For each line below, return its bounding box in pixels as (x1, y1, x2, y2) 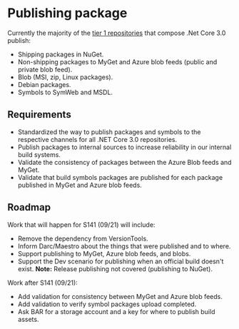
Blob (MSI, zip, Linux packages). (17, 73, 113, 81)
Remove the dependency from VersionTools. (17, 234, 148, 243)
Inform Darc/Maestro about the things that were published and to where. (17, 241, 231, 250)
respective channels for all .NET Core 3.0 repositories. (17, 135, 177, 143)
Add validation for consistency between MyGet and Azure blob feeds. (17, 292, 223, 300)
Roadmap (7, 201, 51, 213)
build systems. (17, 150, 61, 158)
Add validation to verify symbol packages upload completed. (17, 300, 197, 308)
